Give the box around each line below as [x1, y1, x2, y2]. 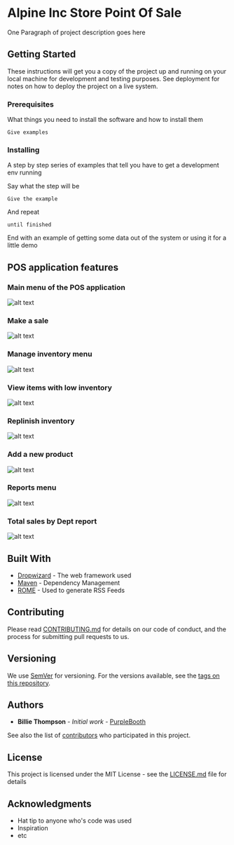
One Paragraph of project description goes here [7, 28, 146, 36]
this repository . [7, 678, 51, 687]
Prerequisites [7, 99, 54, 109]
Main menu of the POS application [7, 282, 126, 292]
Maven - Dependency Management [17, 578, 121, 586]
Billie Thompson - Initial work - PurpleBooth [17, 717, 146, 726]
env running [7, 168, 42, 177]
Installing [7, 145, 40, 155]
